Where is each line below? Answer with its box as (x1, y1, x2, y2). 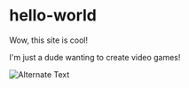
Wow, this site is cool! (9, 35, 89, 45)
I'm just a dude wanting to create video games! (9, 52, 181, 62)
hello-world (9, 5, 98, 26)
